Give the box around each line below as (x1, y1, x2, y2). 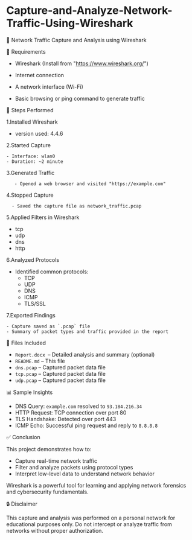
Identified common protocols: (14, 268, 89, 275)
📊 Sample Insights (6, 389, 53, 396)
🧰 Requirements (6, 48, 46, 55)
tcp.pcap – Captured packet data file (14, 370, 106, 377)
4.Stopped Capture (6, 191, 54, 199)
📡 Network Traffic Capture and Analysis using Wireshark (6, 36, 147, 43)
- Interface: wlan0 (6, 153, 56, 159)
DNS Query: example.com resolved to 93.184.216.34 (14, 402, 142, 410)
